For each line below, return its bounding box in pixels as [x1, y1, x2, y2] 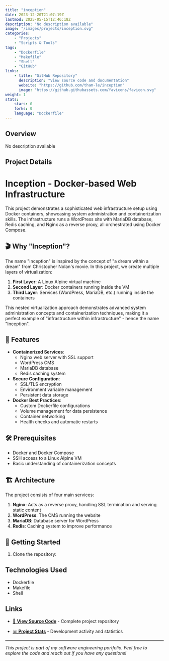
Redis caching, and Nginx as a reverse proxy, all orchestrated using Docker [5, 222, 161, 228]
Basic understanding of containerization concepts [12, 461, 116, 467]
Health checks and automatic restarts [20, 418, 98, 425]
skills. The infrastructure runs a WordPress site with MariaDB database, [5, 216, 153, 223]
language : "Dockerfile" [14, 111, 64, 116]
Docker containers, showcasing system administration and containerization [5, 211, 161, 217]
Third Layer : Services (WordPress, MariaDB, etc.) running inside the [12, 289, 154, 295]
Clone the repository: [12, 551, 57, 557]
